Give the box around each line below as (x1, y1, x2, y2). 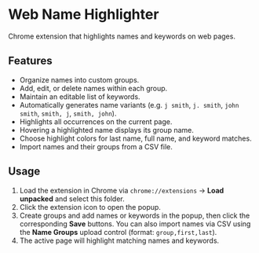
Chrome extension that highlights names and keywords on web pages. (8, 31, 235, 41)
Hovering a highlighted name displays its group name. (19, 125, 194, 134)
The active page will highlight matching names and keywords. (19, 236, 220, 245)
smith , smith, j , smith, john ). (19, 108, 117, 118)
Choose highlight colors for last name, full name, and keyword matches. (19, 134, 253, 143)
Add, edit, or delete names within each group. (19, 83, 168, 93)
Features (8, 54, 53, 68)
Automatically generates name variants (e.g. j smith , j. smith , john (19, 100, 239, 109)
